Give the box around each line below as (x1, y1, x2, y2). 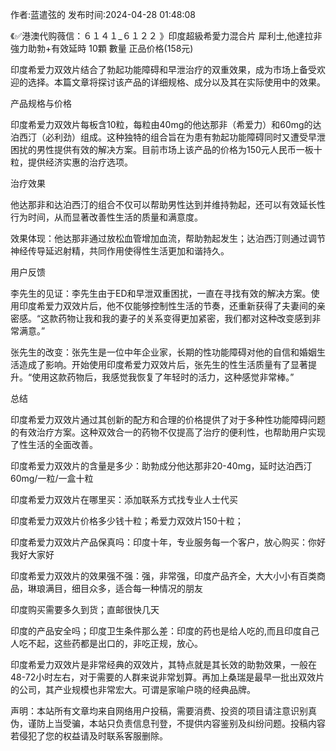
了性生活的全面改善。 (10, 439, 98, 450)
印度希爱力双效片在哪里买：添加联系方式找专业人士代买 (10, 494, 238, 505)
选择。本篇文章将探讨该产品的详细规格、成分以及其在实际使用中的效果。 (27, 76, 326, 88)
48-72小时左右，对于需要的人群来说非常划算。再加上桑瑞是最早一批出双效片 (10, 671, 325, 683)
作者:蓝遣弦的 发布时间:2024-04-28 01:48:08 (10, 9, 196, 20)
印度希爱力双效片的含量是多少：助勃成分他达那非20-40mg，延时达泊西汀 (10, 460, 313, 472)
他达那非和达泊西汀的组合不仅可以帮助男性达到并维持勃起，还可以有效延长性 (10, 199, 326, 210)
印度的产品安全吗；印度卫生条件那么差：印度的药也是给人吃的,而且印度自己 (10, 625, 320, 637)
